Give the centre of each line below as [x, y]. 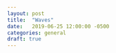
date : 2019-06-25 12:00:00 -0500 [58, 26]
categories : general [37, 33]
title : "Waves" [30, 20]
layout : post [26, 13]
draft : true [24, 39]
